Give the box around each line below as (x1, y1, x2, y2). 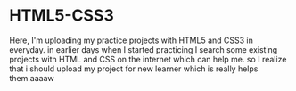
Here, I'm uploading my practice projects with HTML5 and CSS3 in (9, 35, 254, 45)
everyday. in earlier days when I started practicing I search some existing (9, 44, 278, 54)
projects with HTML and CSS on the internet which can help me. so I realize (9, 54, 287, 64)
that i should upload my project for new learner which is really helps (9, 63, 259, 74)
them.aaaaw (9, 72, 55, 83)
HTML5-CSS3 (9, 5, 114, 26)
